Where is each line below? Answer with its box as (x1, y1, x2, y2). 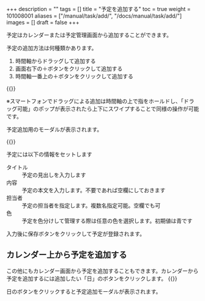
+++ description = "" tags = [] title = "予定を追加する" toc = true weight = (6, 6, 191, 12)
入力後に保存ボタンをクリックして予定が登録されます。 (6, 230, 146, 237)
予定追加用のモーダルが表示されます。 (6, 126, 103, 133)
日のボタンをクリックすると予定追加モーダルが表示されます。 (6, 288, 162, 295)
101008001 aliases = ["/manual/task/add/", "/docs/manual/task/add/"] (6, 12, 182, 20)
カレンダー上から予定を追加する (6, 250, 127, 260)
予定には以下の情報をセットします (6, 150, 92, 158)
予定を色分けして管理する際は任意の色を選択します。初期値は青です (21, 217, 193, 225)
